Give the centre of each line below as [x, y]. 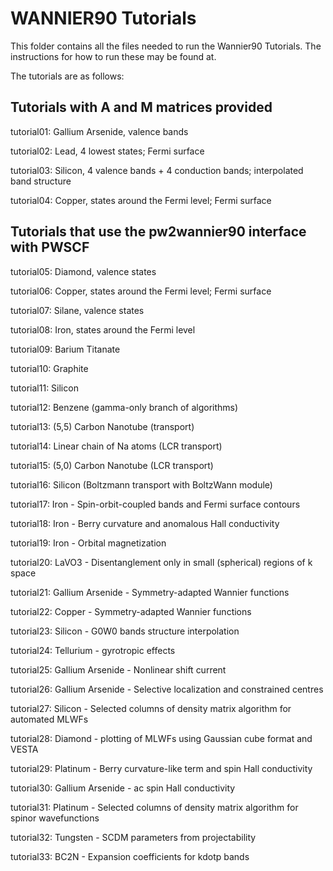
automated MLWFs [49, 719]
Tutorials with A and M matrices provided [141, 107]
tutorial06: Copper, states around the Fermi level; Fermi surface [141, 291]
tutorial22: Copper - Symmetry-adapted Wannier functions [131, 611]
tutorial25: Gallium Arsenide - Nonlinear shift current [118, 669]
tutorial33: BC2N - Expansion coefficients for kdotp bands [130, 856]
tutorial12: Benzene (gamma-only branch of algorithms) [124, 407]
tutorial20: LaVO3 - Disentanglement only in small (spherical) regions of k [161, 562]
